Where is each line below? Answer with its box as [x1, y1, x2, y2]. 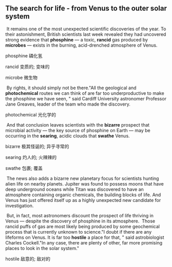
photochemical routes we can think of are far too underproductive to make [5, 90, 164, 96]
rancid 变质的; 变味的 [5, 64, 50, 70]
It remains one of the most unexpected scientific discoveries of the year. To [6, 26, 166, 32]
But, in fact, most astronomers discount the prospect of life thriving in [6, 212, 154, 218]
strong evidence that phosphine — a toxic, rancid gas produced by [5, 36, 148, 43]
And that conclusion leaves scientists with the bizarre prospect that [6, 121, 150, 128]
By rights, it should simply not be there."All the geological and [6, 85, 137, 91]
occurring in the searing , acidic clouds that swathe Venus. [5, 133, 130, 139]
